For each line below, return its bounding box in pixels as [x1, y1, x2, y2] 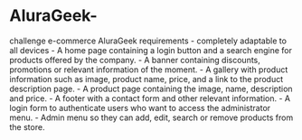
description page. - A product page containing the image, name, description [9, 83, 293, 94]
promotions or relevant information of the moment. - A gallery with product [9, 64, 288, 75]
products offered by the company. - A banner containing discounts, [9, 54, 260, 65]
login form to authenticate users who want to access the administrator [9, 102, 271, 113]
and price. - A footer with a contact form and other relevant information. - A [9, 92, 291, 104]
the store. [9, 121, 45, 132]
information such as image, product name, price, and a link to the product [9, 73, 284, 84]
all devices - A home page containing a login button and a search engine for [9, 44, 292, 55]
